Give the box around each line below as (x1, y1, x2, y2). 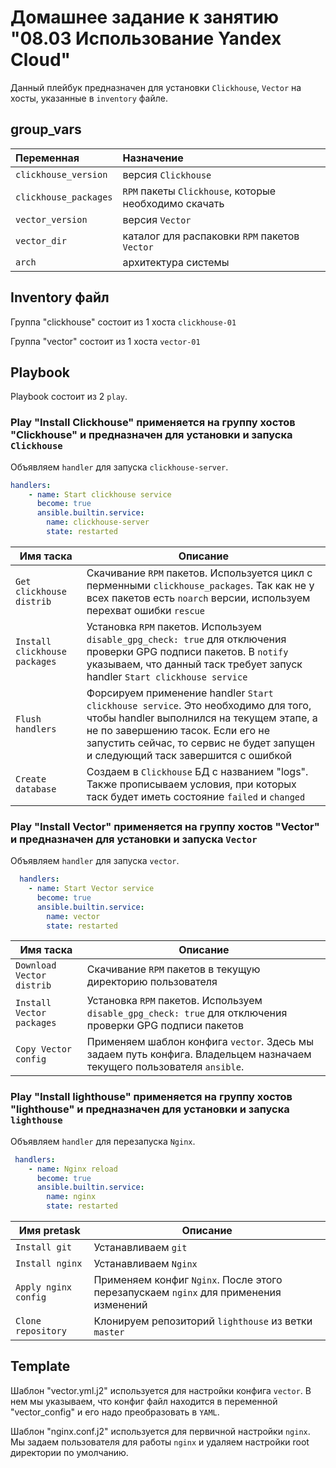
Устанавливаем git (93, 1241, 188, 1255)
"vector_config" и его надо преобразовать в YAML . (10, 1406, 220, 1418)
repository (15, 1326, 67, 1337)
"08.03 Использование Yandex (10, 27, 282, 50)
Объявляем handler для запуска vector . (10, 855, 180, 867)
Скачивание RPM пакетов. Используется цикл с (86, 566, 313, 580)
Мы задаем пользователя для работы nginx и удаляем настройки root (10, 1436, 310, 1448)
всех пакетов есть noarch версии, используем (86, 591, 311, 605)
